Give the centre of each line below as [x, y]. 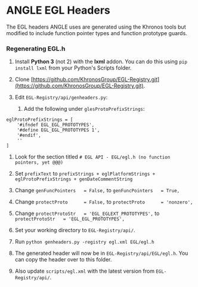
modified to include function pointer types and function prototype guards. [97, 33]
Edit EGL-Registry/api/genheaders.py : [61, 97]
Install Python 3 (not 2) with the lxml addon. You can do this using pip [101, 62]
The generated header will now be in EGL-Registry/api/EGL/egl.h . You [101, 253]
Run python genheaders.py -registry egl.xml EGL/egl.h [84, 242]
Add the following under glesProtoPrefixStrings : [84, 109]
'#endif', [29, 135]
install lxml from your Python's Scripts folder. [73, 68]
